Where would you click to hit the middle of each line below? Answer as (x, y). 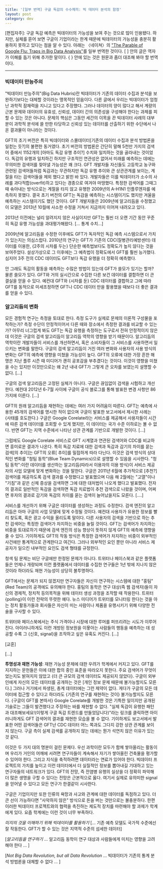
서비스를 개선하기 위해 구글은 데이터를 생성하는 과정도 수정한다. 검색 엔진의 (76, 505)
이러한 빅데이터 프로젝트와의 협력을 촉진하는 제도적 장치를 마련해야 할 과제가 (77, 806)
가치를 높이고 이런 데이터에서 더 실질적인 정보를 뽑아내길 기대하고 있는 (88, 765)
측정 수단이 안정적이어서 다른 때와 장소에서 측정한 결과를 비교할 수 (86, 324)
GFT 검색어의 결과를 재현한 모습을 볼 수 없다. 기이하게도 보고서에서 (89, 719)
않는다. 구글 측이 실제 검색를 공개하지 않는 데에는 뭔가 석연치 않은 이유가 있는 (82, 731)
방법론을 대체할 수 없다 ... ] (35, 861)
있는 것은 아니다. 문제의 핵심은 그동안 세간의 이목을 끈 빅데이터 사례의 (81, 118)
